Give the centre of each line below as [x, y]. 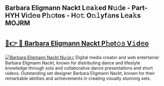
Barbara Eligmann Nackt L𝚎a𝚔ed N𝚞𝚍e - [68, 8]
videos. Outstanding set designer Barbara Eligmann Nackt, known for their [80, 73]
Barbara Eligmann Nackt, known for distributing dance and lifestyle [73, 63]
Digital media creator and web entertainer [117, 57]
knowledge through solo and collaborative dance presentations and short [79, 68]
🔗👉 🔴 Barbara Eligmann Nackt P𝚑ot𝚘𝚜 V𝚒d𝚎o [77, 43]
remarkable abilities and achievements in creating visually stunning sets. [78, 78]
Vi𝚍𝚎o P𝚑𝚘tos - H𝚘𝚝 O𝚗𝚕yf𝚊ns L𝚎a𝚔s [81, 16]
